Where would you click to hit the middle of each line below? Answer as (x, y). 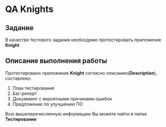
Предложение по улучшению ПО (48, 104)
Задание (19, 28)
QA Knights (29, 9)
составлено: (18, 78)
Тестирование (21, 119)
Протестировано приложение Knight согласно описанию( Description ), (81, 73)
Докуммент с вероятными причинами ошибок (62, 98)
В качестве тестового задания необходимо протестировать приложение (83, 40)
